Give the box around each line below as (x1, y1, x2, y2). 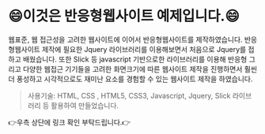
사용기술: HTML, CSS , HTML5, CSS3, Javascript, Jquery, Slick (27, 91, 231, 100)
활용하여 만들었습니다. (51, 100, 119, 110)
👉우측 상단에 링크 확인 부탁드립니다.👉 (8, 117, 131, 127)
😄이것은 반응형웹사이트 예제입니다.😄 (8, 7, 240, 25)
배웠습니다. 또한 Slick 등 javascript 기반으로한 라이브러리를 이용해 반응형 (22, 54, 248, 64)
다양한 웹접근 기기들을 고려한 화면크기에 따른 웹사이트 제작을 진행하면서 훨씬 (22, 64, 258, 73)
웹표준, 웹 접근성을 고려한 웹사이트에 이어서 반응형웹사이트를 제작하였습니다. (8, 35, 243, 44)
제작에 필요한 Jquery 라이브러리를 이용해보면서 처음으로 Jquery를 (42, 44, 247, 54)
